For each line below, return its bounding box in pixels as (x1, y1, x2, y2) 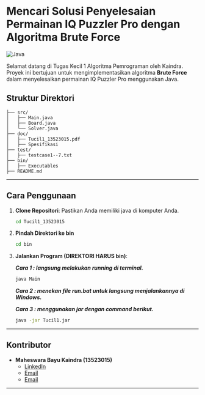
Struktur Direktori (6, 93, 74, 103)
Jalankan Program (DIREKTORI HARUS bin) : (15, 253, 128, 260)
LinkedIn (24, 363, 46, 370)
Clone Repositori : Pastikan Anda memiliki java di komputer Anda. (15, 207, 179, 214)
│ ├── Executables (6, 163, 59, 169)
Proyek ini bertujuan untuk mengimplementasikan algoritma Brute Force (6, 68, 187, 76)
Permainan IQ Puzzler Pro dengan (6, 17, 181, 31)
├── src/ (6, 109, 29, 116)
